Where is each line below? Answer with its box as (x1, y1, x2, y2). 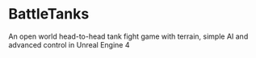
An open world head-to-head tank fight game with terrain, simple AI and (8, 31, 249, 41)
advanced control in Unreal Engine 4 (8, 39, 131, 49)
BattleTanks (8, 5, 90, 23)
